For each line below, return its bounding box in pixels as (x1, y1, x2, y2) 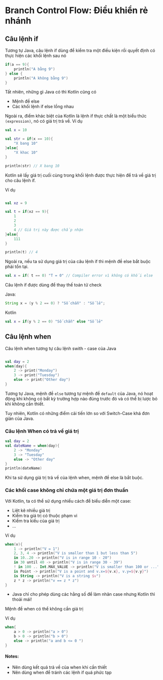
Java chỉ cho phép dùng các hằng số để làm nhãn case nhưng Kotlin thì (12, 591, 155, 597)
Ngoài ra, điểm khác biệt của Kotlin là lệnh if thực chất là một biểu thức (5, 113, 147, 119)
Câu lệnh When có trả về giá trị (5, 428, 79, 434)
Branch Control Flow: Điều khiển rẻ (5, 5, 148, 16)
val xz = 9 (5, 200, 27, 206)
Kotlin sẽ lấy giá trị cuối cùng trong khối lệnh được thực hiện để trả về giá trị (5, 172, 156, 178)
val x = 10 (5, 128, 27, 132)
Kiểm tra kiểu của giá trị (12, 518, 60, 524)
